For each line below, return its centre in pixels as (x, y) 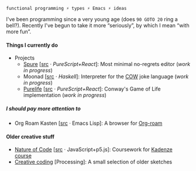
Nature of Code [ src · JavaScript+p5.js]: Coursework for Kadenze (93, 149)
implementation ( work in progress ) (65, 95)
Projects (25, 58)
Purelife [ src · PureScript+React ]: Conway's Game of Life (92, 89)
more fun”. (19, 32)
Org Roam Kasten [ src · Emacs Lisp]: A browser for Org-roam (88, 123)
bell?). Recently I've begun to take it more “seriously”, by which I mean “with (98, 25)
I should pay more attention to (43, 109)
